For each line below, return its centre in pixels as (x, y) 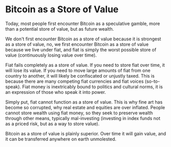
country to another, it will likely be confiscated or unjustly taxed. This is (80, 76)
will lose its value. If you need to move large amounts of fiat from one (78, 70)
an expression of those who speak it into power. (56, 92)
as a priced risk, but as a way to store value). (52, 124)
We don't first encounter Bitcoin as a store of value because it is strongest (83, 39)
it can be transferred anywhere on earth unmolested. (61, 139)
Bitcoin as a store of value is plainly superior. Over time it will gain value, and (86, 133)
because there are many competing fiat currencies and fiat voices (75, 81)
